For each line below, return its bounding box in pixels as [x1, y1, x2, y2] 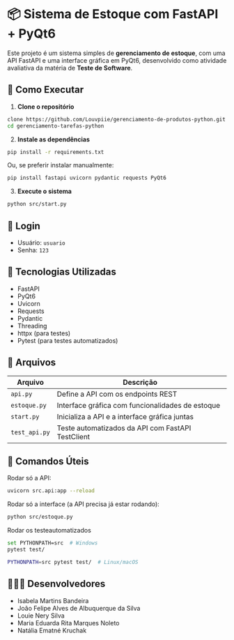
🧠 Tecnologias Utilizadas [7, 266, 116, 278]
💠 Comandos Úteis [7, 455, 89, 467]
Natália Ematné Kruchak [17, 626, 87, 634]
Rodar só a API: [7, 474, 52, 482]
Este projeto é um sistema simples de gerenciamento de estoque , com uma [7, 49, 226, 57]
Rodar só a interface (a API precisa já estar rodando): [7, 500, 160, 508]
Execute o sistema [17, 187, 72, 196]
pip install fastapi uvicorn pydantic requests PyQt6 [7, 174, 167, 182]
